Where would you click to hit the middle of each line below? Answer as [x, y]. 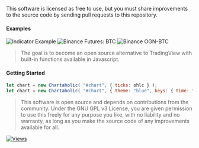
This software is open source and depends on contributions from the [105, 102]
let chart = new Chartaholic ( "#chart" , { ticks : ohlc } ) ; [82, 85]
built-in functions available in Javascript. [70, 59]
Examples [19, 28]
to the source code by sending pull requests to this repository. [82, 15]
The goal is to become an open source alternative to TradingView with [106, 53]
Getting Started [26, 73]
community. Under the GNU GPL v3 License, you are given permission [106, 108]
